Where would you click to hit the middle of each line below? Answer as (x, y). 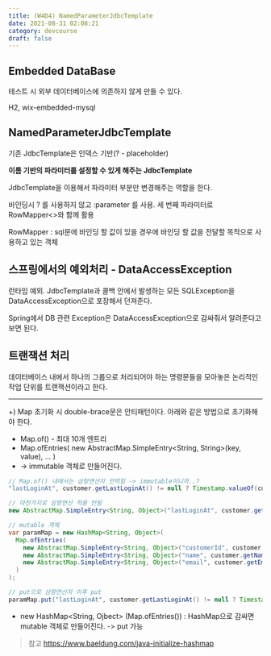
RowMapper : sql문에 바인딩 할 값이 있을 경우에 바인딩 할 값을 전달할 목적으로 (131, 231)
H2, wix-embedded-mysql (52, 108)
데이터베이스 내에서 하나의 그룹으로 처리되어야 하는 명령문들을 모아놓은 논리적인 (133, 376)
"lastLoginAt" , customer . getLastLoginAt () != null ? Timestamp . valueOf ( (133, 488)
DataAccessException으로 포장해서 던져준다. (80, 301)
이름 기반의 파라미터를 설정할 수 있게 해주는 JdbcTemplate (100, 170)
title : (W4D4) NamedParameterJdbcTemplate (81, 16)
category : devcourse (43, 31)
